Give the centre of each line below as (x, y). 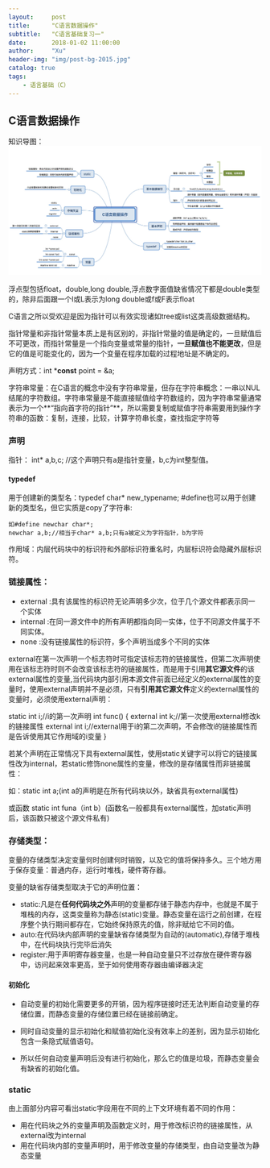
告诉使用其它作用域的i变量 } (61, 736)
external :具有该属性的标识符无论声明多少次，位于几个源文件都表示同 (134, 601)
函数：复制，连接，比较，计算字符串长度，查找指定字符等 (124, 418)
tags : (17, 77)
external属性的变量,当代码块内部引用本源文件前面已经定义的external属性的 (131, 679)
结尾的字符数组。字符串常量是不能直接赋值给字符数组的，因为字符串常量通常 (135, 397)
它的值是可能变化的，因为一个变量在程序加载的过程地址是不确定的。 (121, 353)
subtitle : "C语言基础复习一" (56, 34)
